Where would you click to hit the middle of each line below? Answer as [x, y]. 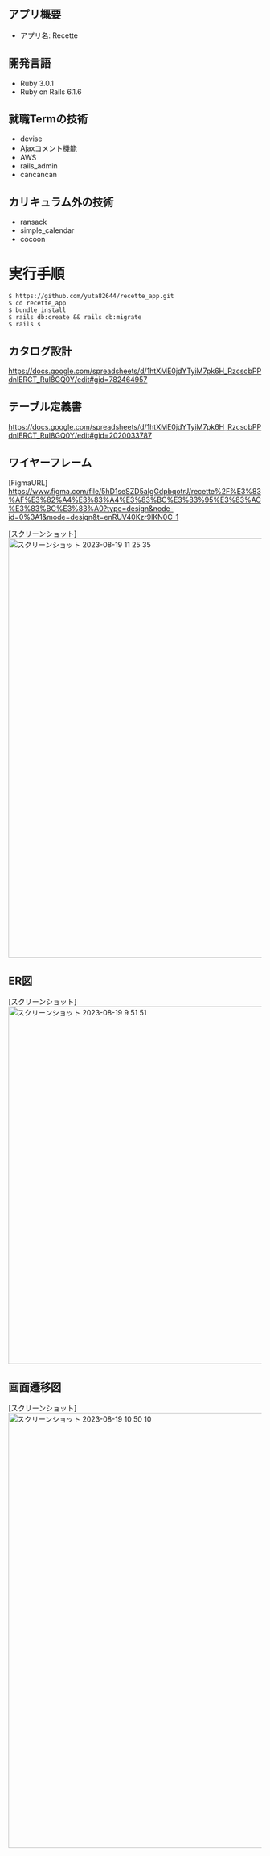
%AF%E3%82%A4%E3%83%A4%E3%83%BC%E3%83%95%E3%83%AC [135, 500]
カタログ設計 [40, 351]
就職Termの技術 [48, 119]
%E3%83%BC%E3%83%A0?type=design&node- [91, 508]
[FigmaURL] [28, 483]
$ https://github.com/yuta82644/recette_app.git [91, 297]
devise [31, 139]
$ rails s [25, 325]
